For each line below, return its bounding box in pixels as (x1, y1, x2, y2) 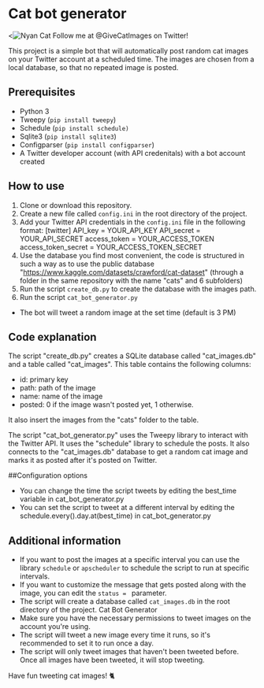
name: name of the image (19, 391, 103, 401)
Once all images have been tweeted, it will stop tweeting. (19, 655, 205, 665)
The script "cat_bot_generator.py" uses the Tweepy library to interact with (8, 431, 248, 440)
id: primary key (19, 375, 69, 384)
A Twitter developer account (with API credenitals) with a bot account (19, 148, 246, 157)
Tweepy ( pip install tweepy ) (19, 115, 117, 124)
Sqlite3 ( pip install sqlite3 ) (19, 131, 117, 141)
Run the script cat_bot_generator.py (19, 292, 138, 301)
